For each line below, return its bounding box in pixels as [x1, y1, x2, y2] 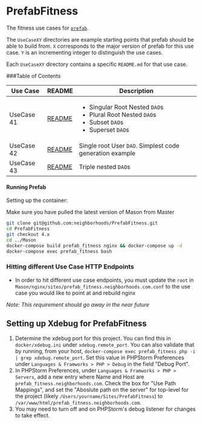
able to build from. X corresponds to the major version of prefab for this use [6, 42, 195, 50]
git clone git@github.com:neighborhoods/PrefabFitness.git [6, 220, 158, 226]
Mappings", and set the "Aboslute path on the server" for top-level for [14, 386, 189, 393]
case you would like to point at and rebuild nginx [14, 289, 136, 296]
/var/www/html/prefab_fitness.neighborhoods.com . [14, 399, 142, 406]
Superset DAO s [89, 125, 129, 134]
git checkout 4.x [6, 231, 50, 237]
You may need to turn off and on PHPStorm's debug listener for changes [14, 405, 196, 413]
